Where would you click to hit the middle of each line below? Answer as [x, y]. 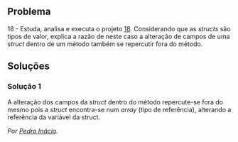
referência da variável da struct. [54, 117]
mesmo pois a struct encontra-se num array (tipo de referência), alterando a [119, 109]
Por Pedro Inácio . [33, 131]
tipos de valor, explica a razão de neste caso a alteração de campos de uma [119, 36]
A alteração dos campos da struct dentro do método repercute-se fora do [115, 102]
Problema [29, 12]
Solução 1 [24, 87]
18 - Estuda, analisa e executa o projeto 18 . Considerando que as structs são [119, 28]
